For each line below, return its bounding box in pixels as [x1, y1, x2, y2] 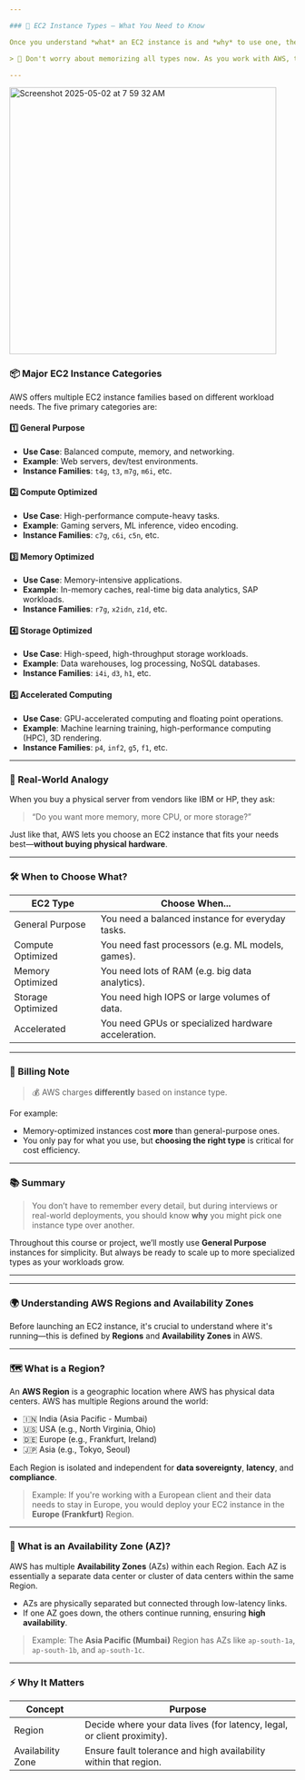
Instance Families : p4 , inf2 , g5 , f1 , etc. [22, 741, 168, 752]
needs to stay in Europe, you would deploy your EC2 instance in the [31, 1499, 285, 1510]
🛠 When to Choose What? [9, 870, 128, 882]
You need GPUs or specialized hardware [100, 1017, 273, 1029]
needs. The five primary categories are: [9, 401, 157, 412]
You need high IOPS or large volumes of [100, 991, 271, 1004]
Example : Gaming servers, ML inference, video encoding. [22, 520, 239, 532]
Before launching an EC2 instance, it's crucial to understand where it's [9, 1321, 273, 1332]
